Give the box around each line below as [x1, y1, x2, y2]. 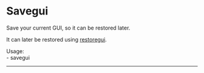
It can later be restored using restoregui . [6, 36, 107, 43]
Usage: [6, 47, 24, 55]
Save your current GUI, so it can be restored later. [6, 24, 131, 31]
